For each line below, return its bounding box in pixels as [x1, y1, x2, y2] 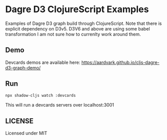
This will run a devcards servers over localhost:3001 [5, 102, 114, 108]
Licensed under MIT [5, 130, 47, 136]
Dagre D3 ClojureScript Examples [5, 4, 149, 15]
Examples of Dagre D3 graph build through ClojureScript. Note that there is [5, 20, 162, 26]
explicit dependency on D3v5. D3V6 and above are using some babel [5, 25, 150, 31]
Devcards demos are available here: [5, 59, 80, 65]
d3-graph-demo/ [5, 64, 41, 71]
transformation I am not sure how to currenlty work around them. [5, 31, 141, 37]
